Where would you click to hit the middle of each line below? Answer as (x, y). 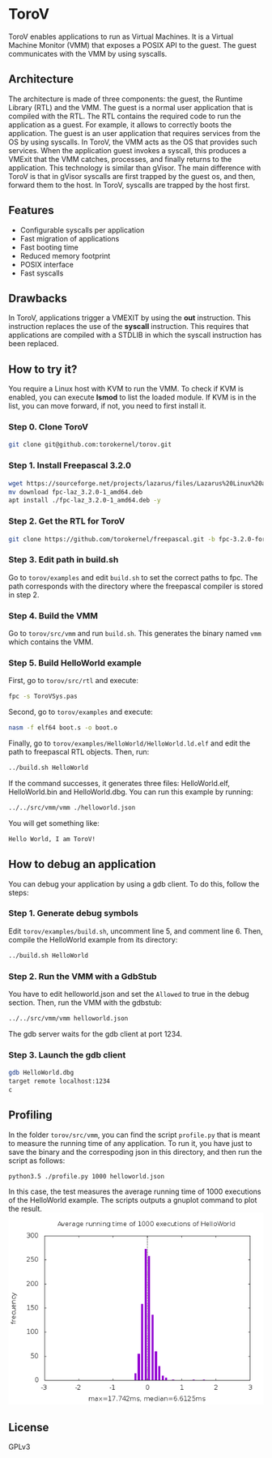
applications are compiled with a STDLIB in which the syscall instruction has (135, 335)
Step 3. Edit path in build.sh (64, 560)
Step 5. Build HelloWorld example (75, 663)
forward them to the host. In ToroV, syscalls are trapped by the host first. (130, 185)
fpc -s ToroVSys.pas (43, 697)
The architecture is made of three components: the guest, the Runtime (125, 99)
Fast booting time (49, 247)
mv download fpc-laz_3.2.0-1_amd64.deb (76, 492)
